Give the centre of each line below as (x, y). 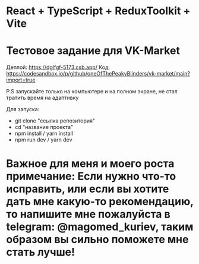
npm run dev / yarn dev (43, 140)
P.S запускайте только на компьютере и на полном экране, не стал (92, 92)
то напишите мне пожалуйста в (88, 214)
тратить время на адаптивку (42, 98)
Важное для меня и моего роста (90, 164)
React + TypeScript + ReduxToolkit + (98, 11)
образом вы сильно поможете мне (97, 240)
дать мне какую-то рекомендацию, (100, 202)
